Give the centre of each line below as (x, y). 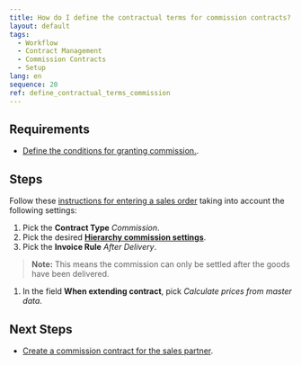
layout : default (40, 26)
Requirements (49, 129)
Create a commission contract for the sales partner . (118, 351)
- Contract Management (60, 51)
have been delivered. (70, 274)
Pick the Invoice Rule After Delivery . (89, 247)
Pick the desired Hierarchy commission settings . (114, 237)
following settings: (44, 210)
